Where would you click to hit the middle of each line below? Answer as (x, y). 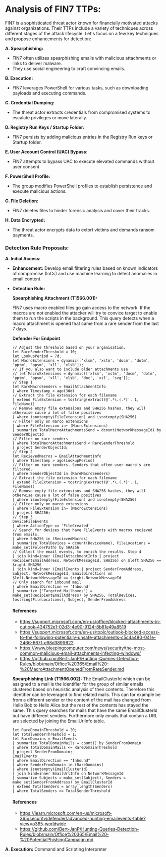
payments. (23, 235)
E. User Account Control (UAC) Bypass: (46, 152)
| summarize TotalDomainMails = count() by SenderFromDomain (77, 743)
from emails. (26, 535)
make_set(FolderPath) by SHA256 (46, 547)
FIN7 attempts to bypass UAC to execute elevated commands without (83, 161)
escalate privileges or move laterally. (50, 117)
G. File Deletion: (22, 201)
